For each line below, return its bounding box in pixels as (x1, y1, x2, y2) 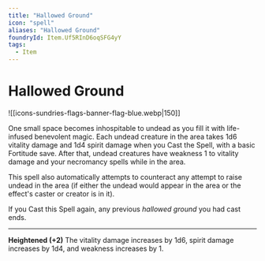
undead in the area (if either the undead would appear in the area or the (8, 181, 241, 190)
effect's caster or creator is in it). (8, 188, 115, 198)
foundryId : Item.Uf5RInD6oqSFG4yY (8, 33, 122, 42)
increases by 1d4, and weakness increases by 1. (8, 244, 164, 253)
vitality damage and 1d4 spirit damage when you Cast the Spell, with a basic (8, 140, 256, 150)
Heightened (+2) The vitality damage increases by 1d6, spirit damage (8, 235, 234, 244)
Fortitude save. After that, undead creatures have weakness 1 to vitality (8, 148, 239, 158)
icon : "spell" (8, 19, 55, 27)
